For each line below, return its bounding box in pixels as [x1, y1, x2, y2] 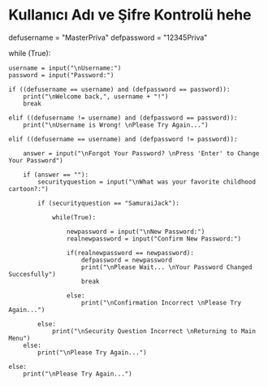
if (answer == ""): [23, 171, 89, 179]
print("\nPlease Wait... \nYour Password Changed [80, 262, 253, 271]
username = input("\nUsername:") [8, 63, 122, 72]
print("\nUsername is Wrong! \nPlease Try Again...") [23, 120, 209, 129]
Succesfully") [8, 270, 57, 278]
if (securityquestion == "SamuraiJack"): [37, 199, 180, 207]
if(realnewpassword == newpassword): [66, 249, 195, 257]
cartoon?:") [8, 184, 49, 193]
